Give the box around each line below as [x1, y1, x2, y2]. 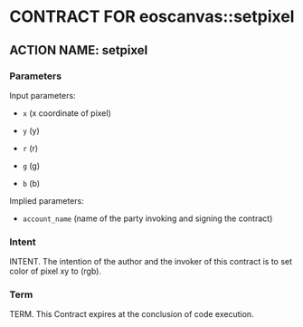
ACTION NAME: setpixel [9, 43, 148, 58]
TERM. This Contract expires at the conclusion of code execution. [9, 309, 255, 320]
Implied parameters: [9, 195, 84, 206]
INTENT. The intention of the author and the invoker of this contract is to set [9, 256, 292, 267]
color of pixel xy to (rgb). [9, 265, 102, 277]
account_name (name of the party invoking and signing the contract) [22, 213, 273, 224]
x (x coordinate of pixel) [22, 107, 111, 119]
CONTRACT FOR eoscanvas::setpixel [9, 6, 295, 27]
